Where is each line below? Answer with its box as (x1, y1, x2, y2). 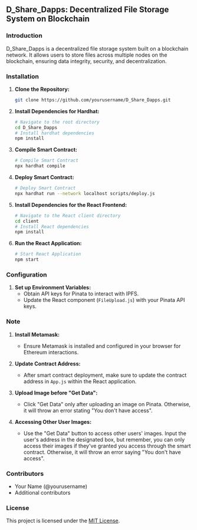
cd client (14, 218, 40, 224)
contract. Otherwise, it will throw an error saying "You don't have (23, 448, 181, 456)
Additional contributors (14, 489, 71, 496)
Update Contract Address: (14, 360, 81, 367)
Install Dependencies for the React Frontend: (14, 201, 127, 208)
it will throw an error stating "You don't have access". (23, 407, 153, 414)
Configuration (6, 271, 47, 279)
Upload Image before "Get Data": (14, 389, 98, 396)
